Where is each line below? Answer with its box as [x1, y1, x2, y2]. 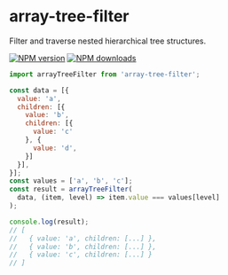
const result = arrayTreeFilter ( [9, 185, 133, 194]
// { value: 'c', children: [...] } [9, 250, 153, 259]
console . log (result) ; [9, 217, 90, 226]
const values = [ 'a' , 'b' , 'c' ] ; [9, 177, 133, 185]
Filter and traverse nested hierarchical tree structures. [9, 35, 207, 46]
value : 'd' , [32, 144, 77, 153]
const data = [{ [9, 86, 69, 95]
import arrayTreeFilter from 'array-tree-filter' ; [9, 69, 200, 79]
